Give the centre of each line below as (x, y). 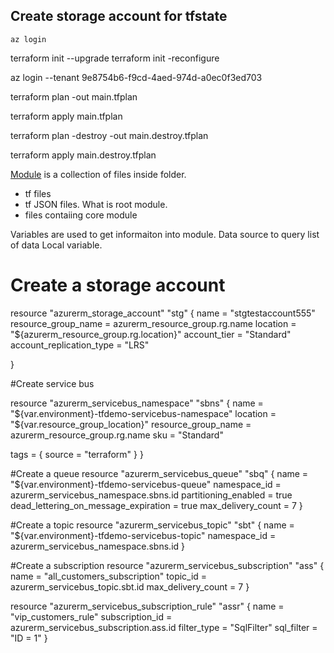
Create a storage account (118, 285)
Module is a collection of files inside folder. (98, 174)
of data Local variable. (56, 245)
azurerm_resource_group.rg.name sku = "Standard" (117, 435)
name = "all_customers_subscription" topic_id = (109, 576)
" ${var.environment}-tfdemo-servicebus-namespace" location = (143, 413)
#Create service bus (52, 383)
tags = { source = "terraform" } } (77, 454)
